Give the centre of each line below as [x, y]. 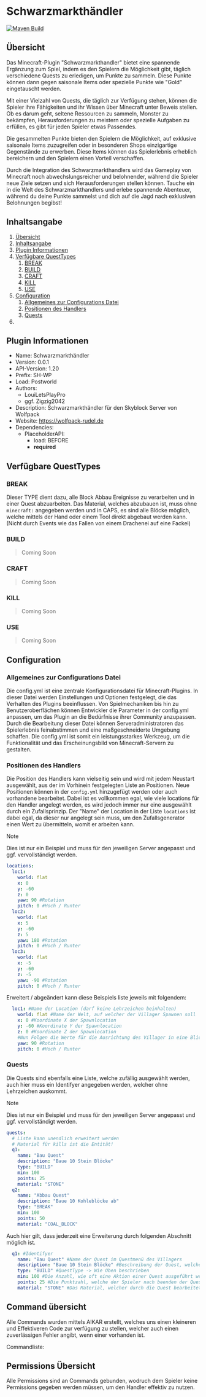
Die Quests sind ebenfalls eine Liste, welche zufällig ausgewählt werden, [98, 1078]
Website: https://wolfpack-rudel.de [59, 421]
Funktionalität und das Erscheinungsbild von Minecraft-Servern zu [90, 743]
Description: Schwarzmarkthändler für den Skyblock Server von [96, 408]
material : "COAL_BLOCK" [48, 1224]
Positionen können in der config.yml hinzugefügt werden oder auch [92, 792]
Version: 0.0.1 [32, 362]
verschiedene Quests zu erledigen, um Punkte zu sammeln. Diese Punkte [99, 76]
